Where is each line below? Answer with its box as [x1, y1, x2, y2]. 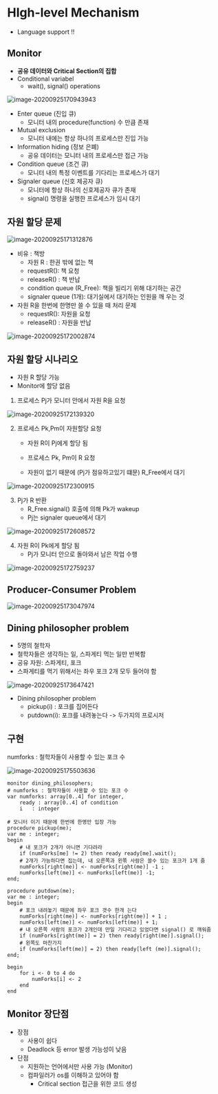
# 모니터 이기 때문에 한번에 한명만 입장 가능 [7, 818, 117, 825]
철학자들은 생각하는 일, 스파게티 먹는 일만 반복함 [17, 650, 146, 658]
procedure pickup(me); [7, 825, 72, 832]
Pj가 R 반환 [17, 496, 47, 504]
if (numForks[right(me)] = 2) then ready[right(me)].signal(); [19, 932, 205, 939]
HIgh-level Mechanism [7, 5, 140, 21]
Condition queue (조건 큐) [17, 160, 89, 168]
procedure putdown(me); [7, 887, 76, 894]
